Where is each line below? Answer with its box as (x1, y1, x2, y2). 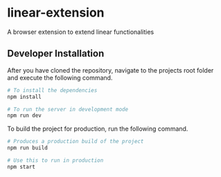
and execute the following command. (7, 73, 113, 82)
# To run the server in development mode (7, 106, 129, 113)
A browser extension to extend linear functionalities (7, 28, 154, 36)
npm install (7, 93, 42, 100)
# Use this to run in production (7, 157, 104, 164)
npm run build (7, 145, 48, 151)
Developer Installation (7, 48, 105, 59)
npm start (7, 163, 36, 170)
